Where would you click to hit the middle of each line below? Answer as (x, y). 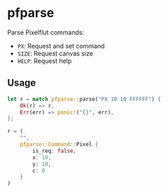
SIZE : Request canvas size (55, 53)
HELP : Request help (44, 60)
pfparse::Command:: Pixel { (59, 145)
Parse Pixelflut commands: (46, 32)
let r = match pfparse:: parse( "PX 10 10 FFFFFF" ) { (84, 99)
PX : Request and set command (61, 46)
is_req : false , (55, 151)
